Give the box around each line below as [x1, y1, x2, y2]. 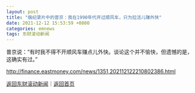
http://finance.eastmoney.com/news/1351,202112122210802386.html [6, 68, 176, 75]
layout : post [6, 8, 39, 15]
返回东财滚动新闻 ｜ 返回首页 [6, 80, 75, 88]
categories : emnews [6, 25, 55, 32]
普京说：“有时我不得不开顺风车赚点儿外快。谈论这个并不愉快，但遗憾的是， [6, 49, 193, 56]
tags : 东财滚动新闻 [6, 31, 50, 37]
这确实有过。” [6, 56, 38, 63]
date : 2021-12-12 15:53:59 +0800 [6, 20, 90, 26]
